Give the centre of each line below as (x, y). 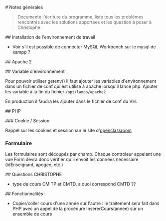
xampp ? (21, 52)
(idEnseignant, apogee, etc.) (34, 165)
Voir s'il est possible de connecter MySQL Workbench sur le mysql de (84, 47)
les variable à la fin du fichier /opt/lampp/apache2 (56, 92)
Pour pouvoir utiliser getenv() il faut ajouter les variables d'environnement (81, 81)
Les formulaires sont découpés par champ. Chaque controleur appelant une (83, 154)
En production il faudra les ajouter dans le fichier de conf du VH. (71, 101)
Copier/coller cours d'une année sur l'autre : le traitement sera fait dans (86, 204)
